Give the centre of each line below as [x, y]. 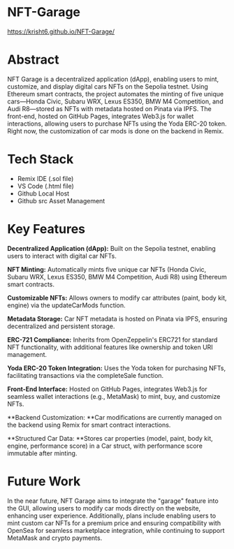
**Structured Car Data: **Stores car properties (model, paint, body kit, [110, 438]
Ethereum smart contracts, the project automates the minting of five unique [116, 94]
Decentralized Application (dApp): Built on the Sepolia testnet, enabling [112, 248]
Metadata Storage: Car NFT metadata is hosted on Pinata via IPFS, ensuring [117, 319]
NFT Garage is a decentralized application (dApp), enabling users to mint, [113, 79]
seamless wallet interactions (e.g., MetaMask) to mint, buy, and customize [114, 396]
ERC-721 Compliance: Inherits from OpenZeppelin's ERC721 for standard [112, 339]
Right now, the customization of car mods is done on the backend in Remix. [116, 131]
